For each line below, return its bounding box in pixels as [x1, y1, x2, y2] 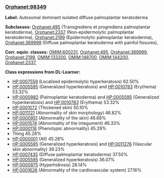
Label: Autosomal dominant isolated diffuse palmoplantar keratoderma [5, 15, 148, 21]
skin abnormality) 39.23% [12, 146, 65, 153]
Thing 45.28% [12, 131, 42, 137]
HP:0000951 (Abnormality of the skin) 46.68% [12, 115, 107, 121]
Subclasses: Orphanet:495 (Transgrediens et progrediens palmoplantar [5, 24, 151, 30]
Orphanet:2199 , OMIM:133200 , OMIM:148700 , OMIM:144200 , [5, 54, 129, 60]
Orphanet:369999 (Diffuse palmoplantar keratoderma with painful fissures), [5, 40, 159, 46]
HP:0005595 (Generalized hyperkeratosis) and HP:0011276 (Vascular [12, 141, 152, 147]
